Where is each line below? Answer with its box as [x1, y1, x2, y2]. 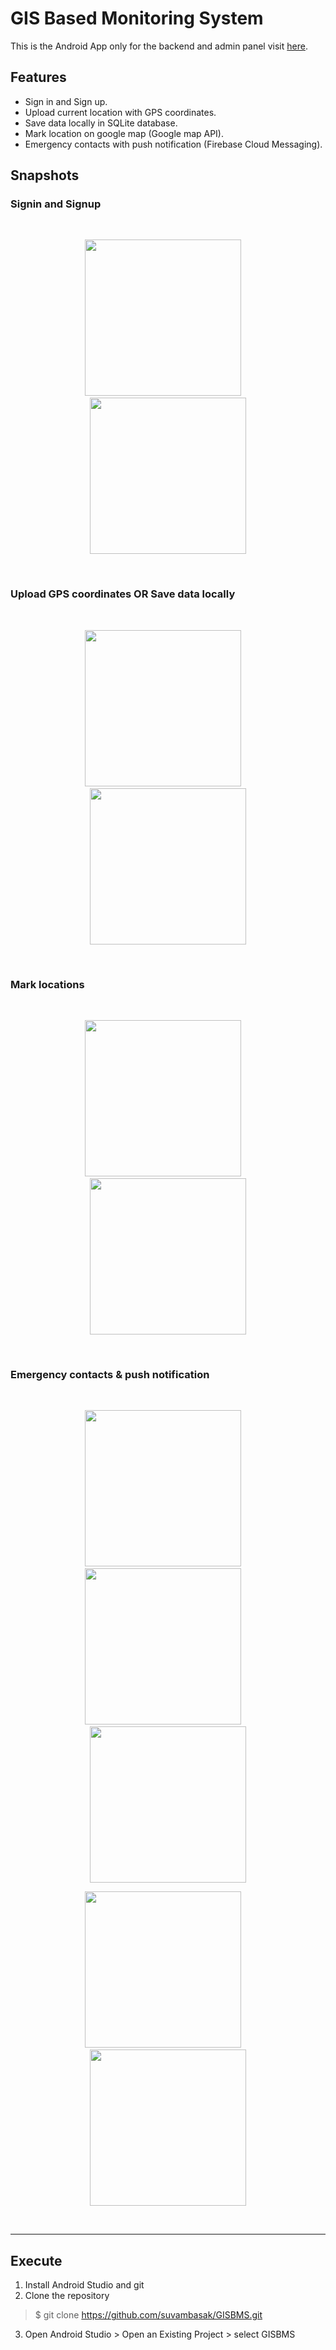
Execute [10, 2252, 63, 2269]
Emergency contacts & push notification [10, 1367, 210, 1381]
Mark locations [10, 977, 85, 991]
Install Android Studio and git [24, 2279, 145, 2291]
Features [10, 69, 67, 86]
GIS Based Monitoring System [10, 7, 264, 30]
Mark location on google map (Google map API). [24, 127, 225, 139]
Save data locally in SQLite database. [24, 117, 178, 129]
